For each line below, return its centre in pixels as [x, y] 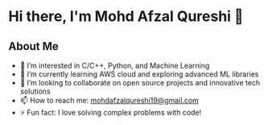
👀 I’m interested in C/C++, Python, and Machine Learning [115, 65]
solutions [35, 91]
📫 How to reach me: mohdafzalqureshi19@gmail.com [109, 100]
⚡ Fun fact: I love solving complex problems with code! [111, 112]
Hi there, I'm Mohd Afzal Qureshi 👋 [126, 17]
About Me [33, 46]
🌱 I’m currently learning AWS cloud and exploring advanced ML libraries [139, 74]
